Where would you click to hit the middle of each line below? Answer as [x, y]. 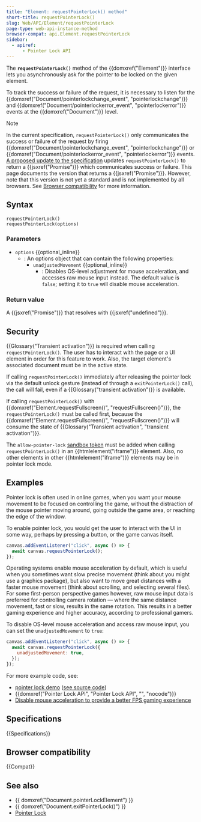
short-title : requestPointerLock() [51, 17]
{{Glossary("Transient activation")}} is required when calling [80, 346]
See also [22, 786]
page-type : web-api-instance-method [52, 29]
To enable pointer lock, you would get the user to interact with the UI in [94, 528]
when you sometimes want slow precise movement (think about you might [98, 574]
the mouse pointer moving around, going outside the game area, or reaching [100, 510]
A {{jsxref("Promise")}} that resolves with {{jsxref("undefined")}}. [87, 312]
